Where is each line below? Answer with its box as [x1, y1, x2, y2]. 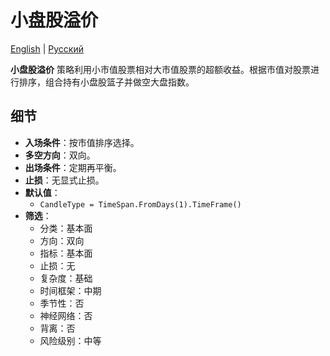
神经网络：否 [39, 309, 93, 321]
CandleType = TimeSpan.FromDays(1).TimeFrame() [39, 199, 242, 210]
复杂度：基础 [39, 272, 93, 284]
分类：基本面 [39, 222, 93, 234]
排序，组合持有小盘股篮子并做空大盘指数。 [18, 76, 195, 88]
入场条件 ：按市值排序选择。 [24, 136, 140, 148]
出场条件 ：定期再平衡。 [24, 161, 122, 173]
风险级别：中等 [39, 334, 102, 346]
